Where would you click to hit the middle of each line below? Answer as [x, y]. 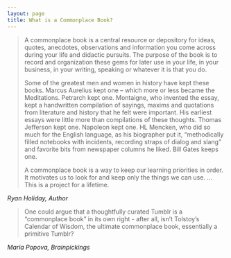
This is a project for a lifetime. [67, 184]
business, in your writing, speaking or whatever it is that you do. [115, 69]
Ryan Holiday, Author [37, 198]
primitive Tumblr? [49, 234]
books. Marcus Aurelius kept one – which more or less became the [119, 90]
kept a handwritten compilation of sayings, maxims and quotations [119, 105]
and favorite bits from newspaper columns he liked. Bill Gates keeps [121, 149]
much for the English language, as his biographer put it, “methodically [124, 134]
